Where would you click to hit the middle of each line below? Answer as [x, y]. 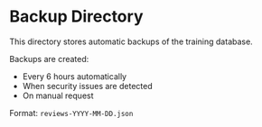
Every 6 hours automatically [75, 76]
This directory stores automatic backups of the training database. [131, 41]
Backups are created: [49, 59]
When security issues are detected [87, 86]
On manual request [58, 95]
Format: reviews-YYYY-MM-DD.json [71, 113]
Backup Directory [76, 17]
